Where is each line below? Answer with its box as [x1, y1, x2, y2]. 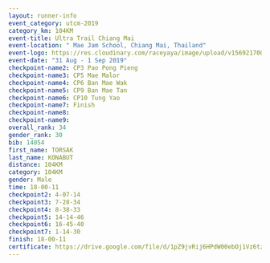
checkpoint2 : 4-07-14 [8, 190, 81, 199]
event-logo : [8, 49, 48, 57]
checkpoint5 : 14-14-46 [8, 213, 84, 221]
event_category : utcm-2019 [8, 19, 99, 27]
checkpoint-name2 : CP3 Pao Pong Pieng [8, 64, 138, 72]
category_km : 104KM [8, 26, 74, 34]
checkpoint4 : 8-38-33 [8, 205, 81, 213]
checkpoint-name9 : [8, 116, 70, 124]
